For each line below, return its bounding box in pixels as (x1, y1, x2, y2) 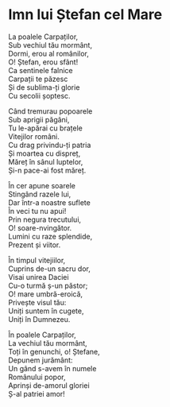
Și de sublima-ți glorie (8, 82, 80, 92)
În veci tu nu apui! (8, 206, 67, 215)
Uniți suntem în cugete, (8, 306, 84, 316)
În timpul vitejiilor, (8, 255, 66, 265)
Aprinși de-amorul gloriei (8, 380, 90, 390)
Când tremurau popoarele (8, 106, 93, 116)
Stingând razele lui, (8, 189, 71, 199)
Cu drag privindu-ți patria (8, 140, 91, 149)
